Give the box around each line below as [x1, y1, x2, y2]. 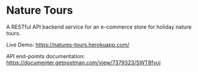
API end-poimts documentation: [6, 52, 85, 60]
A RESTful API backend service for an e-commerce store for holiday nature [6, 23, 192, 30]
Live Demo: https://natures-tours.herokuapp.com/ [6, 41, 130, 48]
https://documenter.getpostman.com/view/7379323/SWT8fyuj [6, 59, 161, 66]
